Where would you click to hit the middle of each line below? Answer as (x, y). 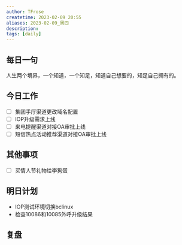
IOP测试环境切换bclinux (44, 207)
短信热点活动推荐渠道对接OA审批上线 (60, 134)
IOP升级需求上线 (35, 119)
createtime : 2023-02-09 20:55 (44, 17)
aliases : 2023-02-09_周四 (37, 23)
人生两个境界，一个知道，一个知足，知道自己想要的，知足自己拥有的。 (93, 75)
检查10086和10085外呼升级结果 (54, 214)
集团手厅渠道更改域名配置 (46, 111)
